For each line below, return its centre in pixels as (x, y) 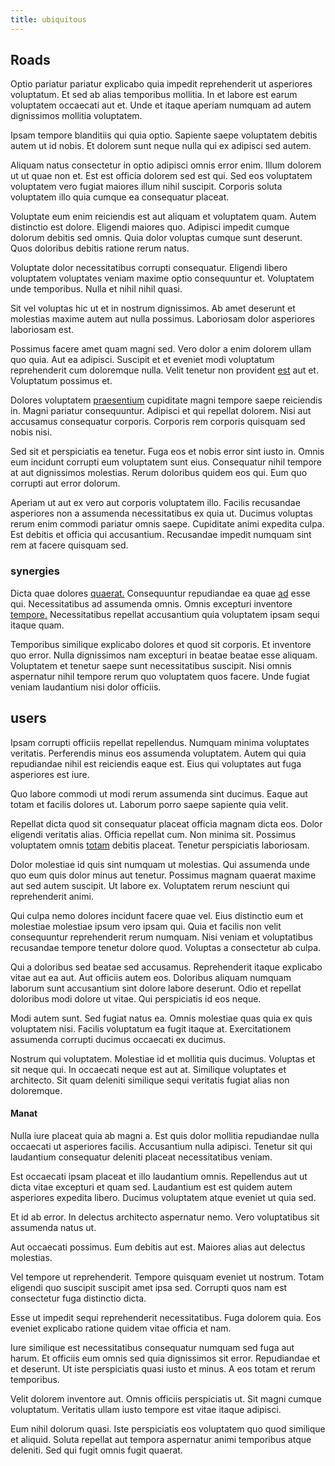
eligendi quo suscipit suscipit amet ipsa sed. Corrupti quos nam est (149, 1287)
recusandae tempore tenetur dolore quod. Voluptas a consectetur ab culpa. (166, 947)
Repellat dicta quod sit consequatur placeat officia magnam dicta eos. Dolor (166, 823)
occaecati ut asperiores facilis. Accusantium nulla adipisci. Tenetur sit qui (161, 1146)
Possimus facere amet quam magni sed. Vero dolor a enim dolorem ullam (161, 349)
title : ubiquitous (48, 19)
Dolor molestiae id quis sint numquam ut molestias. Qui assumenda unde (160, 864)
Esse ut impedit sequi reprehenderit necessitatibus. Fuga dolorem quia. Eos (166, 1317)
